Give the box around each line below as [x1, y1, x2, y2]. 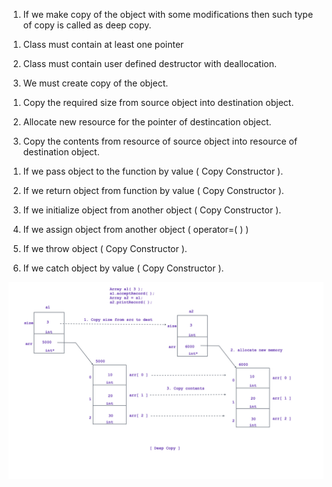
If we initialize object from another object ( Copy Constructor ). [22, 204, 282, 216]
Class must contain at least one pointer [22, 39, 185, 50]
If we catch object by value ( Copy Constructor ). [22, 262, 225, 274]
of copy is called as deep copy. [22, 19, 152, 31]
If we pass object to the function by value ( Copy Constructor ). [22, 165, 284, 177]
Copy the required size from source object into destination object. [22, 97, 295, 108]
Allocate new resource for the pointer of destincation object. [22, 116, 272, 128]
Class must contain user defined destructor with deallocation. [22, 58, 278, 69]
